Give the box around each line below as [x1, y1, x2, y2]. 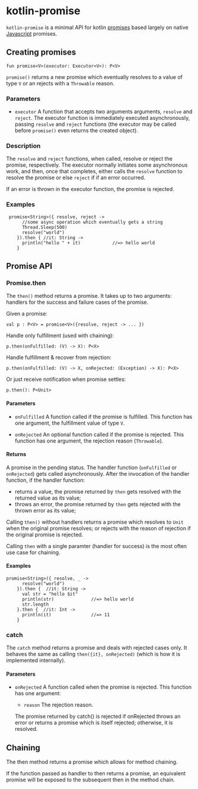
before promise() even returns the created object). [14, 127, 138, 134]
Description [6, 141, 41, 149]
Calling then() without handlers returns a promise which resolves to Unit [6, 518, 184, 526]
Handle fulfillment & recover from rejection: [6, 354, 111, 361]
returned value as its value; [14, 494, 81, 501]
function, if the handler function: [6, 476, 85, 483]
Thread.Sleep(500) [21, 224, 68, 230]
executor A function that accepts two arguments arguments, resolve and [14, 108, 193, 115]
